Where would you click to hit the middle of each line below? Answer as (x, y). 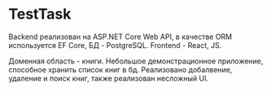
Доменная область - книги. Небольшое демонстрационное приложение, (136, 61)
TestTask (40, 14)
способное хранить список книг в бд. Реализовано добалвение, (120, 69)
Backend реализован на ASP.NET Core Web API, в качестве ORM (120, 37)
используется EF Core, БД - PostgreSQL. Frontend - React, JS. (115, 45)
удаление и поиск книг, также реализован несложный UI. (109, 78)
